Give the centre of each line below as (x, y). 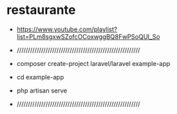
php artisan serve (42, 90)
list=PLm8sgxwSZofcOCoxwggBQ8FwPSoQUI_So (88, 36)
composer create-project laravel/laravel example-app (93, 63)
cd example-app (40, 77)
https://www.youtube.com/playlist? (67, 29)
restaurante (41, 10)
